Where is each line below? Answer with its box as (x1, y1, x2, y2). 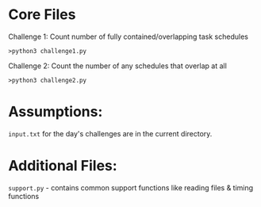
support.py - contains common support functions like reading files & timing (8, 182, 254, 192)
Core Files (8, 6, 76, 24)
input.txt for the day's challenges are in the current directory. (8, 128, 213, 138)
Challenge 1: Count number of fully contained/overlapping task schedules (8, 32, 248, 41)
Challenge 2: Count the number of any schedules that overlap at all (8, 61, 228, 71)
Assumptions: (8, 103, 103, 121)
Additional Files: (8, 157, 117, 175)
